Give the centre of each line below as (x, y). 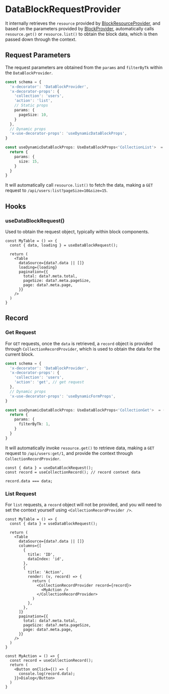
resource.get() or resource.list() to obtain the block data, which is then (81, 34)
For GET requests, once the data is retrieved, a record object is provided (79, 343)
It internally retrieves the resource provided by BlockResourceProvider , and (83, 23)
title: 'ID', (41, 554)
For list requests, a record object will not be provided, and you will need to (83, 504)
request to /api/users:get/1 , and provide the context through (69, 453)
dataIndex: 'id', (46, 559)
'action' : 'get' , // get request (49, 382)
